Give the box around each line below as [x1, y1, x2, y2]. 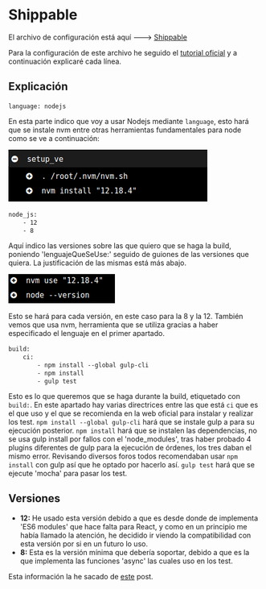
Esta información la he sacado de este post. [8, 571, 154, 581]
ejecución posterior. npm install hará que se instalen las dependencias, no [8, 425, 257, 435]
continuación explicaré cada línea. [8, 56, 122, 66]
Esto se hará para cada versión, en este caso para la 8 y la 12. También [8, 311, 243, 321]
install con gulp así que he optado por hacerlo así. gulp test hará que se [8, 459, 256, 469]
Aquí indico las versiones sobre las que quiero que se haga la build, [8, 240, 231, 251]
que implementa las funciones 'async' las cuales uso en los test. [19, 556, 233, 566]
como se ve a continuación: [8, 133, 100, 143]
